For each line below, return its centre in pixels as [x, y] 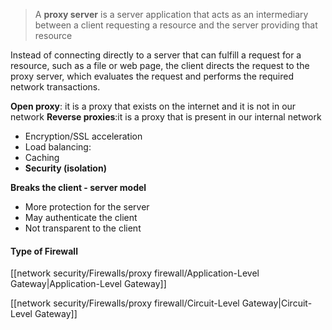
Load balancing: [58, 147]
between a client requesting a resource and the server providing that [176, 25]
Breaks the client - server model [78, 187]
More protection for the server [87, 207]
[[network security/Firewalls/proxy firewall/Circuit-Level [125, 303]
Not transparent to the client [83, 228]
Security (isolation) [65, 168]
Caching [42, 157]
